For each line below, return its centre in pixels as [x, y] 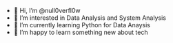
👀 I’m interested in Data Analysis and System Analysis [90, 18]
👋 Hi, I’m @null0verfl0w [47, 11]
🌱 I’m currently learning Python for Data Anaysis [82, 25]
